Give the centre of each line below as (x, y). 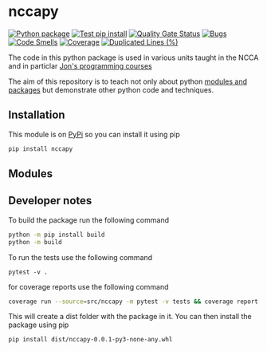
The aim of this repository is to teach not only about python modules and (128, 81)
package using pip (39, 325)
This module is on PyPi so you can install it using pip (94, 134)
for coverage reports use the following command (88, 286)
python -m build (35, 242)
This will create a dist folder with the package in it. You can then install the (130, 317)
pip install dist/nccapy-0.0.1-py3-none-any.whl (90, 340)
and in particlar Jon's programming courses (80, 65)
